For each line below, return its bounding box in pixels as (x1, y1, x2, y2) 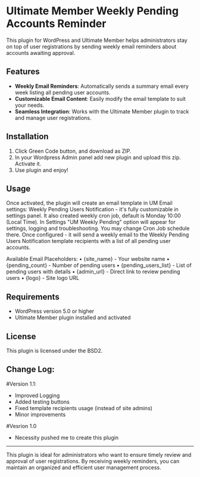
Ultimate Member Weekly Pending (6, 4, 179, 18)
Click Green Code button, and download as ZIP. (14, 147, 132, 155)
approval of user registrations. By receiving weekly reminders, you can (6, 457, 180, 464)
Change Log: (6, 364, 55, 374)
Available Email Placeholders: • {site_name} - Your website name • (6, 256, 170, 263)
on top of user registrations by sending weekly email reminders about (6, 43, 177, 50)
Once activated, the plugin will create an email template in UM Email (6, 199, 173, 207)
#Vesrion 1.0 (6, 422, 37, 429)
